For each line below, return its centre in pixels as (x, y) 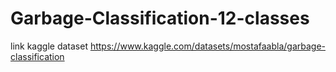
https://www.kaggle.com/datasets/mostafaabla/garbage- (207, 46)
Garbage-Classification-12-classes (160, 18)
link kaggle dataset (49, 46)
